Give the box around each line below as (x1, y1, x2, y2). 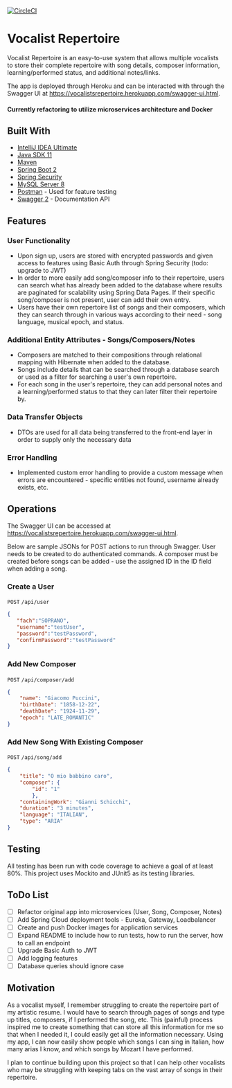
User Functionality (7, 235, 71, 245)
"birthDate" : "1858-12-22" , (19, 702, 100, 708)
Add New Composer (7, 659, 77, 669)
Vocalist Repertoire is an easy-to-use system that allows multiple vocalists (7, 53, 220, 62)
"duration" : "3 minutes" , (19, 805, 95, 812)
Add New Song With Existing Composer (7, 737, 143, 747)
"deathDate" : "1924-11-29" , (19, 708, 100, 715)
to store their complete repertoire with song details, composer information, (7, 61, 220, 69)
